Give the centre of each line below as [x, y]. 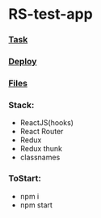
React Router [42, 132]
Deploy [23, 62]
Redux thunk [41, 149]
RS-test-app [50, 14]
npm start [36, 205]
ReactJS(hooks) [47, 123]
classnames [40, 157]
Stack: [21, 105]
